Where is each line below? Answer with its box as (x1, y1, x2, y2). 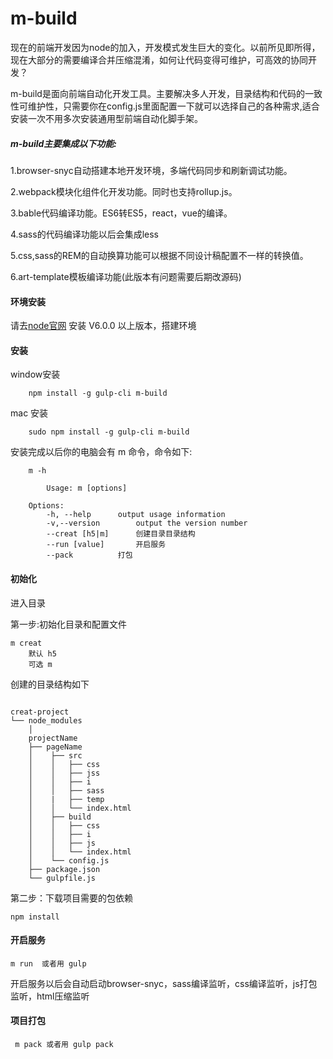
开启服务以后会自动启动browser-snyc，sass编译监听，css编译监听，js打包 (10, 977, 318, 989)
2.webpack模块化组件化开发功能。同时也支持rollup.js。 (10, 185, 238, 197)
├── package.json (28, 864, 101, 874)
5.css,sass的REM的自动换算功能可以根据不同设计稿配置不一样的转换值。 (10, 249, 309, 261)
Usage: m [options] (46, 483, 128, 494)
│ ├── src (28, 750, 83, 761)
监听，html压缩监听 (10, 990, 90, 1002)
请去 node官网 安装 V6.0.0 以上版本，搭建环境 (10, 320, 197, 332)
